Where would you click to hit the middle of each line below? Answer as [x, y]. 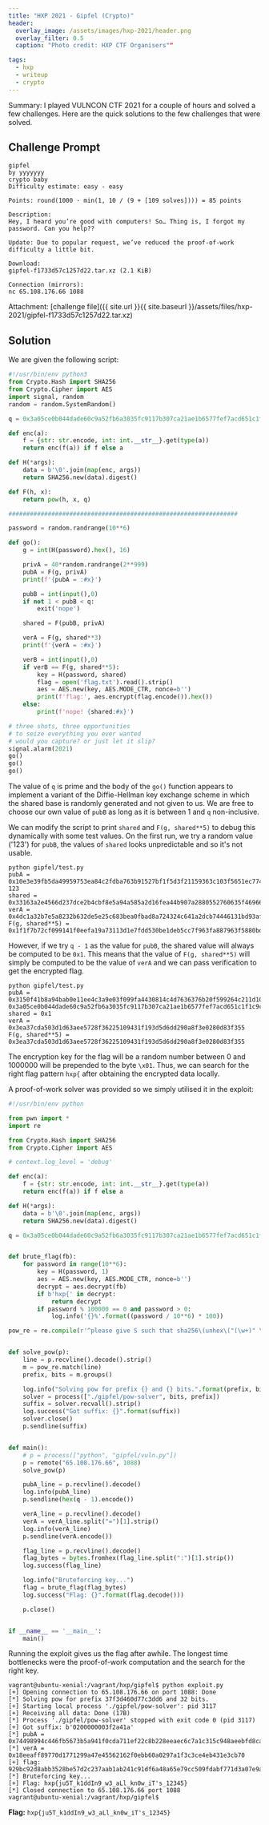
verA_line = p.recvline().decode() [82, 1514]
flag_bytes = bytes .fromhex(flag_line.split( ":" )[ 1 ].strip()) [128, 1558]
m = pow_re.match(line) [62, 1367]
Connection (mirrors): [46, 285]
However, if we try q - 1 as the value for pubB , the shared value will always [131, 945]
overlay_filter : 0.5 [50, 38]
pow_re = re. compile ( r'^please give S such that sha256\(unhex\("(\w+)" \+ [137, 1331]
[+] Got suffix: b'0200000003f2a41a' [71, 1727]
